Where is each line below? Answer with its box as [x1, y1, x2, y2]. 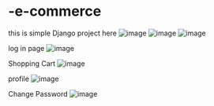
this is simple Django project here [8, 28, 117, 38]
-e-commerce [8, 2, 102, 20]
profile [8, 74, 30, 83]
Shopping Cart [8, 58, 56, 68]
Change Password [8, 89, 69, 98]
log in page [8, 43, 45, 53]
